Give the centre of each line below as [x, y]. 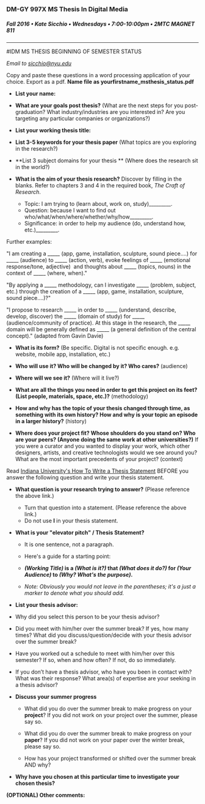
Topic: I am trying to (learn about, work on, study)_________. [98, 203]
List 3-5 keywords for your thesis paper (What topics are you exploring [106, 142]
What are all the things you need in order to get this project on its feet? [106, 389]
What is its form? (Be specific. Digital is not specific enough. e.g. [97, 347]
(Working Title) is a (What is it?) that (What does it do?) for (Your [108, 568]
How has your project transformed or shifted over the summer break [110, 758]
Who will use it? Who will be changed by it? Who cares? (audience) [101, 366]
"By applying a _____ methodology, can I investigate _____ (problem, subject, [101, 285]
